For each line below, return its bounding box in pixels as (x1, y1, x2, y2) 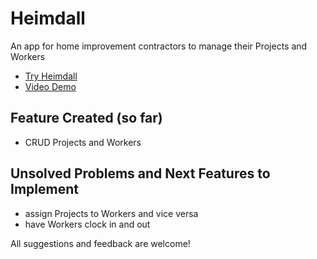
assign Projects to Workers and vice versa (24, 207, 199, 219)
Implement (10, 181, 79, 198)
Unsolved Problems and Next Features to (10, 165, 271, 182)
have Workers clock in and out (24, 218, 151, 230)
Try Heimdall (24, 70, 78, 82)
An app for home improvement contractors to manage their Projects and (10, 40, 308, 52)
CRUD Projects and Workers (24, 136, 142, 148)
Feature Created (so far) (10, 110, 163, 127)
